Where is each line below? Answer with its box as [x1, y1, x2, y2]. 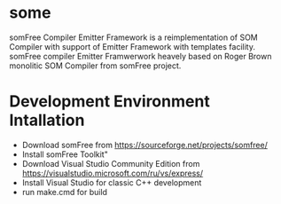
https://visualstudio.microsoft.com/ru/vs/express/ [21, 168, 204, 178]
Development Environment [9, 91, 210, 112]
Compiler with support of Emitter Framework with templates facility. [9, 41, 255, 51]
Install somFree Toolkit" [21, 149, 108, 160]
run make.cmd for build [21, 186, 108, 197]
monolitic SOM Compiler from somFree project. [9, 60, 182, 71]
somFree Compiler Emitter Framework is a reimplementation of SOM [9, 32, 259, 43]
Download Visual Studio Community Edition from [21, 158, 200, 169]
